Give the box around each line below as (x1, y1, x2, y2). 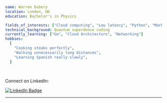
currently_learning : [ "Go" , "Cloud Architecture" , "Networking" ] (5, 32, 143, 37)
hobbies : (5, 36, 23, 41)
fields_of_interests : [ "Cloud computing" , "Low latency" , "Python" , (5, 23, 150, 28)
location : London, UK (5, 9, 50, 14)
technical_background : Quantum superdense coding (5, 27, 110, 32)
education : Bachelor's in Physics (5, 14, 77, 19)
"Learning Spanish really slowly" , (14, 55, 88, 60)
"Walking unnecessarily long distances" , (14, 50, 101, 55)
